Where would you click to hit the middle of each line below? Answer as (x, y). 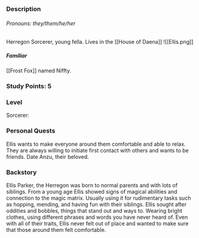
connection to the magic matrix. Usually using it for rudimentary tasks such (99, 198)
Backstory (22, 172)
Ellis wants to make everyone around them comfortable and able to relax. (96, 144)
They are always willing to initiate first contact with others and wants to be (98, 150)
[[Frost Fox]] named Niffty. (39, 71)
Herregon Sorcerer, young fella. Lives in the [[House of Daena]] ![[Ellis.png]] (100, 42)
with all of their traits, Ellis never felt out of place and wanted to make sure (97, 223)
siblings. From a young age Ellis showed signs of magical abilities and (92, 191)
